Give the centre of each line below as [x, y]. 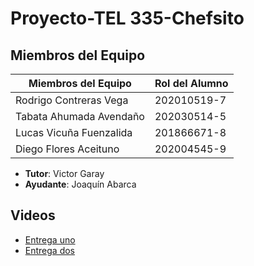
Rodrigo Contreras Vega [72, 100]
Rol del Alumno [191, 83]
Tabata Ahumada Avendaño [80, 116]
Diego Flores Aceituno [67, 149]
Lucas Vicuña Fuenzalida [74, 132]
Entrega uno [50, 239]
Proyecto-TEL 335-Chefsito [127, 18]
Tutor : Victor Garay [64, 173]
